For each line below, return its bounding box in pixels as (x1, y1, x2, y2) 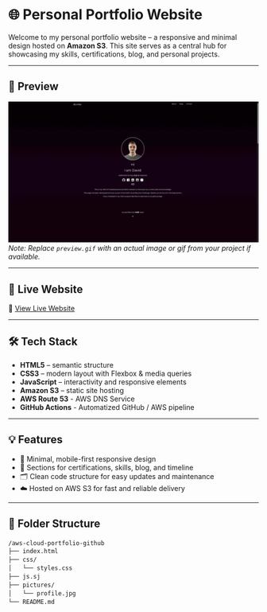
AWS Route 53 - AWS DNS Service (19, 394, 135, 403)
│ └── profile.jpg (8, 589, 77, 598)
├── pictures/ (8, 581, 56, 589)
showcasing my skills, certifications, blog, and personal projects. (8, 49, 220, 59)
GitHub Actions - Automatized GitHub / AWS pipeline (19, 402, 195, 411)
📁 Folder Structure (8, 517, 101, 531)
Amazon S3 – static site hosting (19, 385, 125, 395)
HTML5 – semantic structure (19, 360, 114, 369)
